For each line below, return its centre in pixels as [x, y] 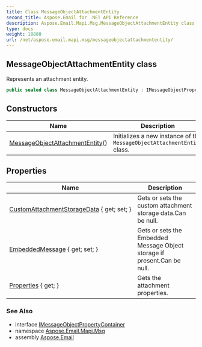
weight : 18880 [24, 34]
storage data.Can [162, 213]
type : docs [20, 29]
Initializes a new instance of [152, 136]
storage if [151, 253]
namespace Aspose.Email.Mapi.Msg [60, 331]
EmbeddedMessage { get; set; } [54, 249]
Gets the [149, 278]
